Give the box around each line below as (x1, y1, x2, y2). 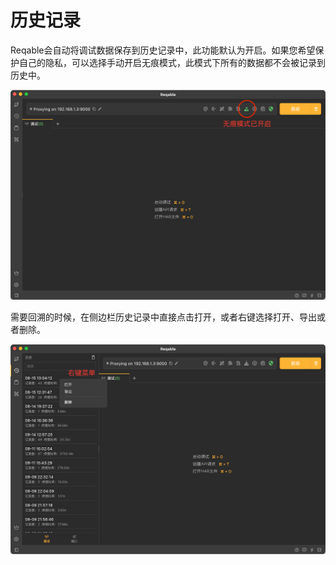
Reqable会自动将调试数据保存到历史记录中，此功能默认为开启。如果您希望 (10, 44, 316, 56)
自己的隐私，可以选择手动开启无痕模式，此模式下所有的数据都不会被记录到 (18, 56, 326, 68)
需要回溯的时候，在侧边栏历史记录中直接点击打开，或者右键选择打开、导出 (10, 311, 317, 323)
